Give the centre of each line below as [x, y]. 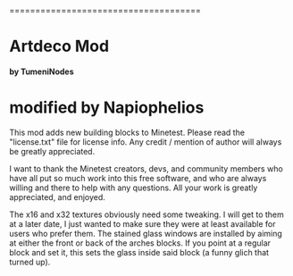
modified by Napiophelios [107, 107]
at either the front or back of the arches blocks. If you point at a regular [140, 243]
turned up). [30, 262]
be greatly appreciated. [52, 151]
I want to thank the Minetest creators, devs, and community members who [146, 168]
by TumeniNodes [42, 71]
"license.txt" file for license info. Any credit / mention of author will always [146, 142]
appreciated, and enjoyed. [57, 197]
